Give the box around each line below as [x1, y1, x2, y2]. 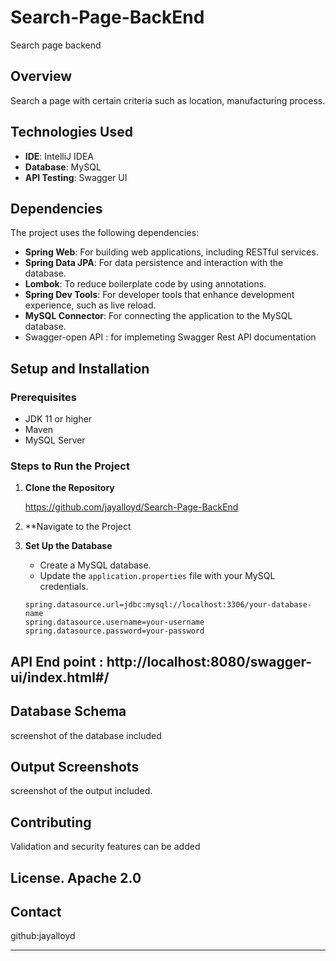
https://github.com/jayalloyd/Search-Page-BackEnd [24, 501, 239, 513]
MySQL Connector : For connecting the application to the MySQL [24, 310, 293, 322]
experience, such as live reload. [24, 299, 157, 311]
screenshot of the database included [10, 729, 162, 741]
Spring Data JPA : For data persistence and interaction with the [24, 257, 284, 269]
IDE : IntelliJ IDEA [24, 150, 94, 162]
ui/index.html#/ [10, 669, 110, 686]
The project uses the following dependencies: [10, 227, 200, 239]
